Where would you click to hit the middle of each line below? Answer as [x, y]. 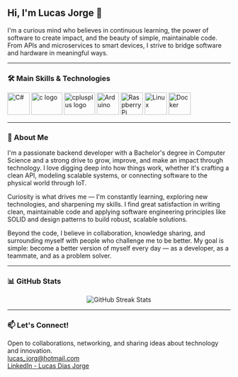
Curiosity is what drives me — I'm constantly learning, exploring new [108, 197]
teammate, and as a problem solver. [59, 256]
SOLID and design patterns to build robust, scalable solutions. [97, 219]
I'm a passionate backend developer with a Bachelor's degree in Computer [116, 153]
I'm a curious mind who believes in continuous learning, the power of [108, 30]
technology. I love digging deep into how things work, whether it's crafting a [118, 168]
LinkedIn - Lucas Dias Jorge [49, 366]
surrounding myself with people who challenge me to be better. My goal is [116, 241]
